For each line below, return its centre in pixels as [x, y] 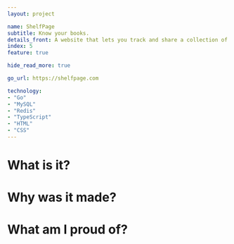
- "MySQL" [22, 104]
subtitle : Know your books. [48, 33]
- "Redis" [22, 111]
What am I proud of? [67, 230]
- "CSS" [19, 130]
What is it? [39, 165]
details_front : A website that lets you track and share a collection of [118, 39]
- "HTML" [20, 124]
